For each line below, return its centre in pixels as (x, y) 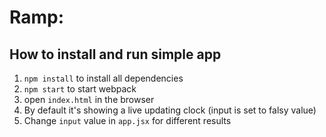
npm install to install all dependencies (103, 78)
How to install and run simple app (115, 54)
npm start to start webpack (80, 89)
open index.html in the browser (89, 99)
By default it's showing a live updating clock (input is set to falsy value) (170, 110)
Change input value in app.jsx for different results (127, 120)
